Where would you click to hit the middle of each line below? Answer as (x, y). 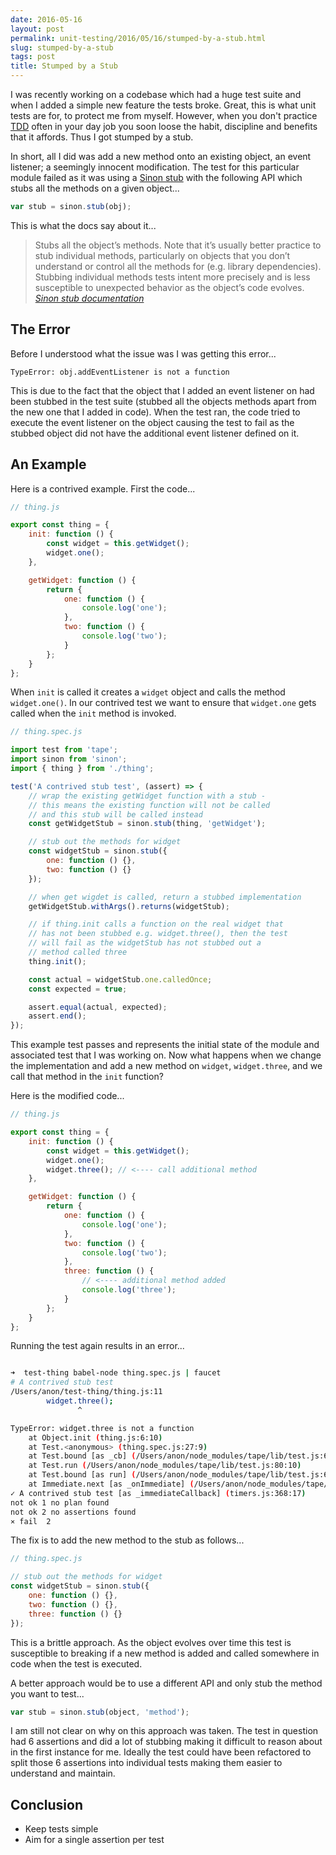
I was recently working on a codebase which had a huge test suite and (156, 94)
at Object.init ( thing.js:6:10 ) (95, 1437)
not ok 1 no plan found (60, 1502)
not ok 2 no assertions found (73, 1512)
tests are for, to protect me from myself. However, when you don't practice (164, 115)
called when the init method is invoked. (93, 713)
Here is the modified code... (67, 1096)
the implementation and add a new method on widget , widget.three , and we (166, 1066)
